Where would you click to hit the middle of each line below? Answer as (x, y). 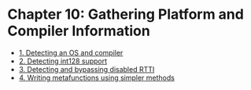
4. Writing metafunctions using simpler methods (96, 77)
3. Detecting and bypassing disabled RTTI (87, 69)
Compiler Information (79, 31)
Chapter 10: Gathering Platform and (126, 14)
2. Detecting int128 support (63, 61)
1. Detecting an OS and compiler (71, 52)
